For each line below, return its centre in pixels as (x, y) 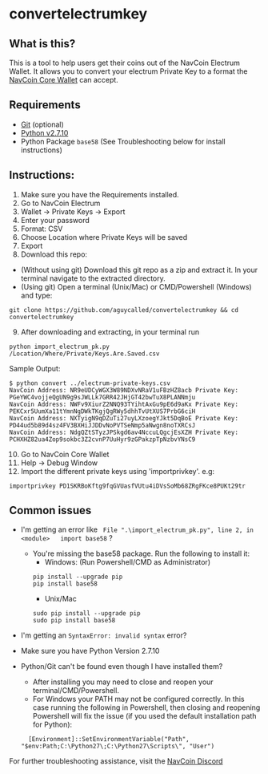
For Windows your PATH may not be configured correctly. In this (138, 699)
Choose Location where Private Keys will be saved (104, 237)
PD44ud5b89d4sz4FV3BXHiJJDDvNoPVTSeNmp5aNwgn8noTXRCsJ (102, 425)
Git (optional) (42, 124)
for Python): (52, 725)
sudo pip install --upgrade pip (86, 614)
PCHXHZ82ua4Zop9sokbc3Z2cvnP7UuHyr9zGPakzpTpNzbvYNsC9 (102, 439)
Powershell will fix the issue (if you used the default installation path (144, 716)
